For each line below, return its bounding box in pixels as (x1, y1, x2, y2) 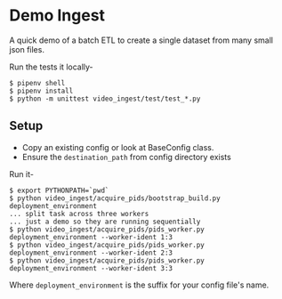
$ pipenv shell (9, 78, 66, 87)
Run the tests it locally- (9, 61, 93, 72)
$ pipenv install (9, 86, 74, 95)
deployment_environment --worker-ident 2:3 (9, 248, 173, 257)
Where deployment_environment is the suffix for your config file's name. (9, 279, 270, 290)
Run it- (9, 168, 34, 179)
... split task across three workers (9, 209, 149, 218)
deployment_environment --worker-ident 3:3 (9, 263, 173, 272)
